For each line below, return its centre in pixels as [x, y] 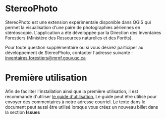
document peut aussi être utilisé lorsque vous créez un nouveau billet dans [82, 107]
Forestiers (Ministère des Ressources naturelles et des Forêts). [69, 38]
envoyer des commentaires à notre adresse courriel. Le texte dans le [75, 102]
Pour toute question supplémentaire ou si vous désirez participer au [74, 47]
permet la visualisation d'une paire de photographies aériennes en [73, 27]
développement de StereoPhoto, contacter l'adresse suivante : [69, 53]
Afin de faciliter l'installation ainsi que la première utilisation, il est [72, 91]
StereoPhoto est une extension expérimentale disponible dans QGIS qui [78, 22]
